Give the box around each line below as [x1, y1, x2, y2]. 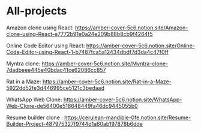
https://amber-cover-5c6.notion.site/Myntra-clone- [41, 60, 169, 67]
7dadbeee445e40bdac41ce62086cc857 [6, 66, 106, 73]
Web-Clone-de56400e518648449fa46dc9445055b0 [6, 102, 138, 109]
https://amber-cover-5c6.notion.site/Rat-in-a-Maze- [42, 78, 172, 85]
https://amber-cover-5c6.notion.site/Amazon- [74, 24, 188, 31]
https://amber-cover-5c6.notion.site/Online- [86, 42, 195, 49]
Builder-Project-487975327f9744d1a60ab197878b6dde [6, 120, 143, 127]
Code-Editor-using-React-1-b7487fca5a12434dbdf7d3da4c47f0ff [6, 48, 169, 55]
